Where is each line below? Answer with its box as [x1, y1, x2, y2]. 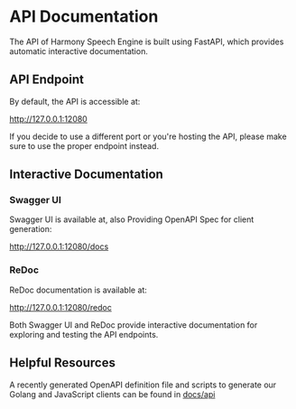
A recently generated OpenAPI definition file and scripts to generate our [9, 379, 277, 390]
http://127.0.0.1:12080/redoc [9, 302, 113, 312]
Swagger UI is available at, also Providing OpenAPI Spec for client [9, 214, 254, 225]
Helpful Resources [9, 355, 116, 371]
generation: [9, 224, 52, 235]
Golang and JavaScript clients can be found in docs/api [9, 388, 216, 399]
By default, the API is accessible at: [9, 96, 141, 107]
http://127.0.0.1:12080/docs [9, 241, 109, 252]
